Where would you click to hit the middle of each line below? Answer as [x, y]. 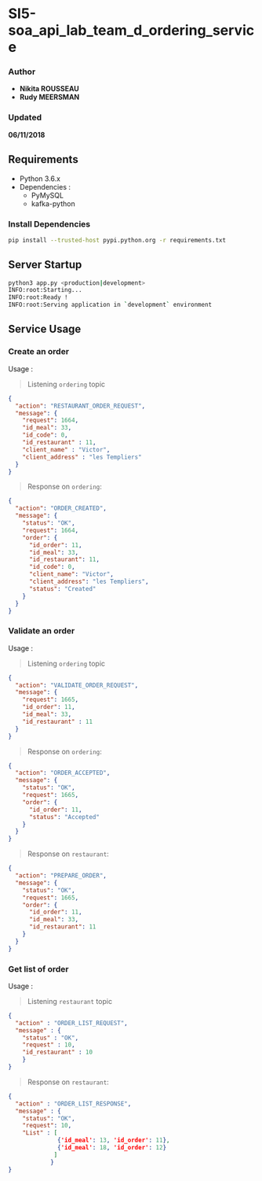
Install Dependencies [49, 223]
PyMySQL [47, 195]
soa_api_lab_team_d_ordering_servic [131, 30]
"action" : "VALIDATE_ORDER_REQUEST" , [77, 685]
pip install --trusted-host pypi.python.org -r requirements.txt [117, 240]
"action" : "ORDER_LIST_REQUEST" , [71, 1023]
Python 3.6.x [40, 179]
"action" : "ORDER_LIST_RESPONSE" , [73, 1103]
